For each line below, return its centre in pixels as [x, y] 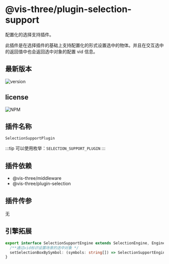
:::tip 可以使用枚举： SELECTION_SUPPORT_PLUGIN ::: [55, 148]
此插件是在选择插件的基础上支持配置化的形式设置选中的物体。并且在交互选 [82, 45]
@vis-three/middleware [37, 178]
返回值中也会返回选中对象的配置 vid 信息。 [54, 51]
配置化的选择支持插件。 [29, 34]
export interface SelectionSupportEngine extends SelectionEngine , [77, 243]
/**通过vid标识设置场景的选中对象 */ [44, 248]
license [17, 97]
